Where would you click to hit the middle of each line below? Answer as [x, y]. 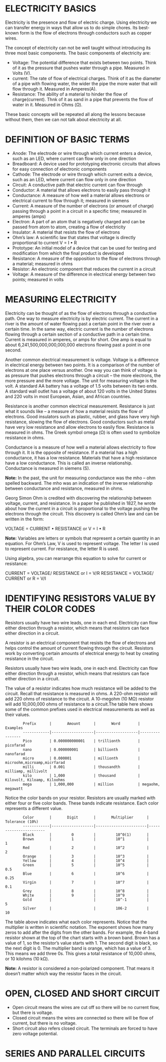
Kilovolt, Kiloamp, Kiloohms [35, 780]
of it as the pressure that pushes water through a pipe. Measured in [81, 68]
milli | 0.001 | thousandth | [82, 767]
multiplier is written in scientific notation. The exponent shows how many [79, 927]
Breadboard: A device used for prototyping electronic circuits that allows [86, 163]
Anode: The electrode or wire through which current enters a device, [82, 153]
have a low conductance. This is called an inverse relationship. [69, 463]
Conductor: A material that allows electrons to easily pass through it [81, 190]
